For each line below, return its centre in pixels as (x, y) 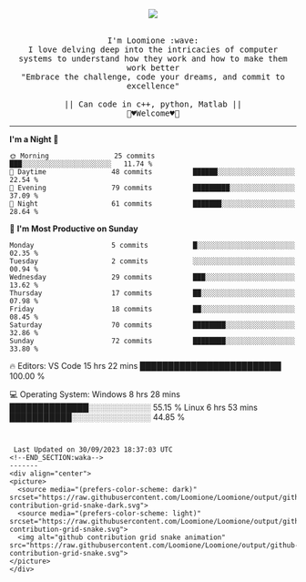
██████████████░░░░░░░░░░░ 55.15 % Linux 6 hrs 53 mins (133, 407)
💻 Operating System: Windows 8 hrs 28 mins (95, 394)
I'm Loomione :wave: (153, 41)
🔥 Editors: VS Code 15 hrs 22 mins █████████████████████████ (145, 366)
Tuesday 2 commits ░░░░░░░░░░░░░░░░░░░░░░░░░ (153, 261)
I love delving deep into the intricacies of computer (153, 50)
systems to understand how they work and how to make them (153, 59)
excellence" (153, 86)
